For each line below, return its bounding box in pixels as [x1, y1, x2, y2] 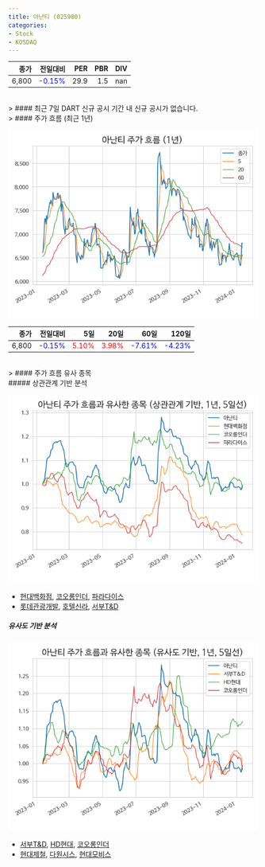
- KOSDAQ [8, 38, 37, 46]
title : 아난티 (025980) [8, 13, 82, 21]
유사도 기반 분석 [8, 621, 57, 631]
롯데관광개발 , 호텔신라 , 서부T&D [19, 601, 119, 611]
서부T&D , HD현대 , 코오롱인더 [19, 839, 109, 849]
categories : [8, 21, 48, 29]
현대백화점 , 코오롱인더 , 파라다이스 [19, 592, 125, 601]
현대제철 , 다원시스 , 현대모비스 [19, 849, 112, 859]
